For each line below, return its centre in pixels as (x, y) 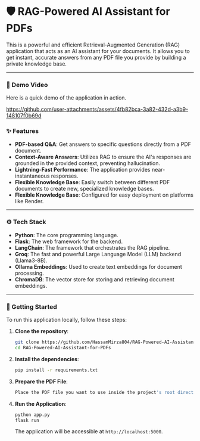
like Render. (29, 201)
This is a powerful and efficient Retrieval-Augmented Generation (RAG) (93, 45)
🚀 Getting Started (32, 306)
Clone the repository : (42, 331)
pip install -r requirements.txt (56, 370)
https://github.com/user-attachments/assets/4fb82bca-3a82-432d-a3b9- (97, 109)
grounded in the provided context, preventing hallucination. (87, 163)
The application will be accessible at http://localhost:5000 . (89, 431)
